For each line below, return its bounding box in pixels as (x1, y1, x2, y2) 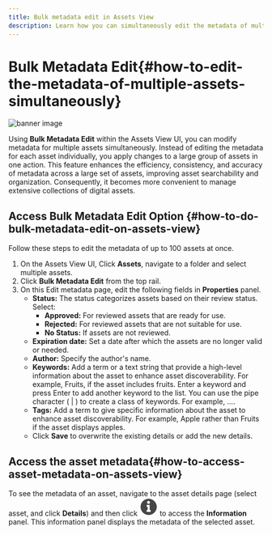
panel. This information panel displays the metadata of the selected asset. (8, 517, 255, 527)
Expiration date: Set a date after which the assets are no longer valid (32, 337, 263, 346)
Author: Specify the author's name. (32, 354, 151, 363)
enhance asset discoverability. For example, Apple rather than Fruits (32, 414, 260, 424)
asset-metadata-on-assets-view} (8, 467, 183, 481)
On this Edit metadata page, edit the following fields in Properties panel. (19, 285, 261, 295)
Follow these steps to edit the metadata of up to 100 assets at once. (8, 244, 235, 253)
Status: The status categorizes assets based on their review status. (32, 294, 258, 304)
